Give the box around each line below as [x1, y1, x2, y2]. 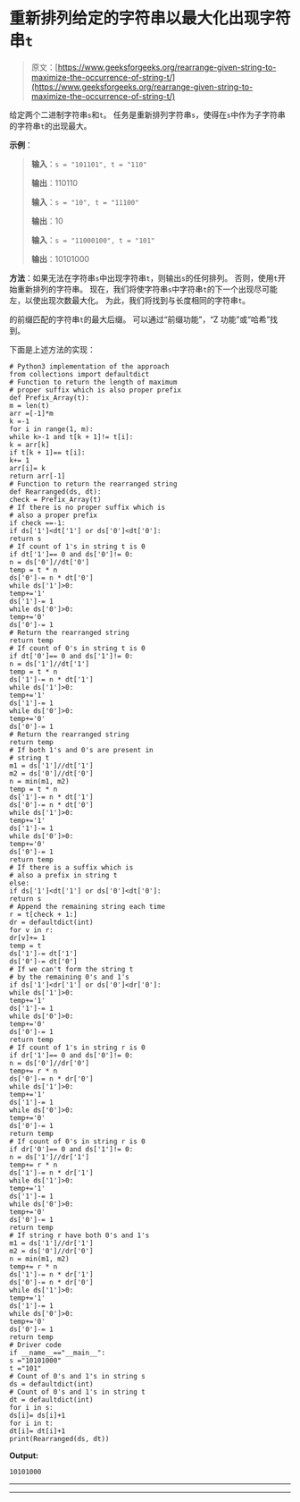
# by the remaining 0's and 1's [9, 972, 129, 981]
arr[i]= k [9, 463, 46, 472]
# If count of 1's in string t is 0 [9, 542, 146, 551]
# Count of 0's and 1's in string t [9, 1387, 146, 1396]
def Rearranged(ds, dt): [9, 487, 102, 496]
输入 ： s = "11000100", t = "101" [30, 234, 155, 245]
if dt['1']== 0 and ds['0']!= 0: [9, 549, 134, 559]
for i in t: [9, 1419, 54, 1428]
